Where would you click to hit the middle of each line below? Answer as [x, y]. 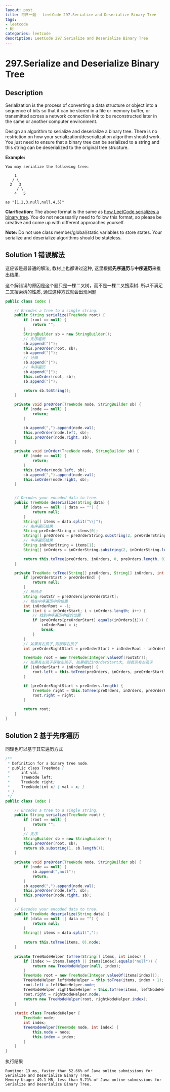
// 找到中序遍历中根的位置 [56, 616]
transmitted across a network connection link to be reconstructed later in [81, 116]
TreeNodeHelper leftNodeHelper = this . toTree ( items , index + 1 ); [94, 980]
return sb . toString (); [47, 390]
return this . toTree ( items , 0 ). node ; [62, 943]
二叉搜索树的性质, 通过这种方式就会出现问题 [51, 292]
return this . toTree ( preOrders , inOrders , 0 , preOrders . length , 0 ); [96, 559]
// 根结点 [33, 592]
